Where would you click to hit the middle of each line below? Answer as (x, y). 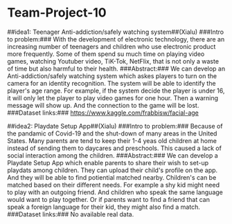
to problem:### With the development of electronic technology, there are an (116, 39)
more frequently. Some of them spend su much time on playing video (106, 54)
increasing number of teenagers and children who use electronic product (111, 46)
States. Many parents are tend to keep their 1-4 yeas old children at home (112, 140)
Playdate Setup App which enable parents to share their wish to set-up (108, 162)
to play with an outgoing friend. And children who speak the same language (115, 192)
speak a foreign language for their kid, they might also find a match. (104, 207)
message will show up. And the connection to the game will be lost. (103, 105)
